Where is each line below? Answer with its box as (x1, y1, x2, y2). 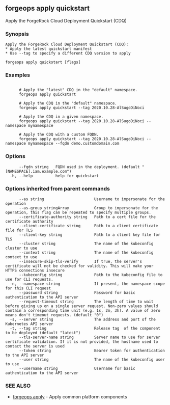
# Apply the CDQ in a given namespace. (18, 114, 103, 119)
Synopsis (5, 30, 29, 37)
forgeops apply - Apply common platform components (12, 394, 127, 400)
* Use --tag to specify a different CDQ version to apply (5, 51, 131, 56)
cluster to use (5, 246, 38, 251)
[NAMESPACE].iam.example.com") (5, 169, 72, 174)
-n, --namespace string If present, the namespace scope (10, 281, 165, 286)
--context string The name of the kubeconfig (18, 250, 154, 255)
